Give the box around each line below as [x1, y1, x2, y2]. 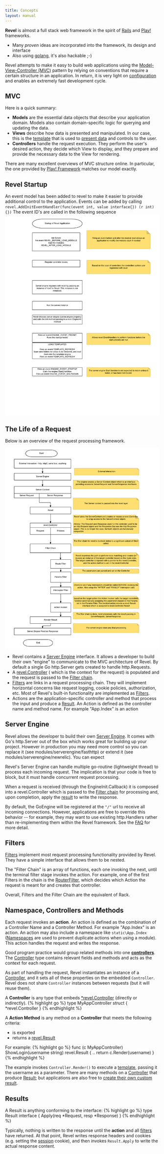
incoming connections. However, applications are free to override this [5, 809, 145, 815]
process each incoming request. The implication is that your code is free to [5, 769, 157, 775]
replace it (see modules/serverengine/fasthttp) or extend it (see [5, 749, 134, 755]
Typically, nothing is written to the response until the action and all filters [5, 1127, 152, 1133]
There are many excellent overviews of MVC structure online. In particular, [5, 160, 155, 167]
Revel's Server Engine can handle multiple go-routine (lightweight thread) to [5, 764, 159, 769]
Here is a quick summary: [5, 105, 57, 111]
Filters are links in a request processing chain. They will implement [12, 679, 147, 685]
